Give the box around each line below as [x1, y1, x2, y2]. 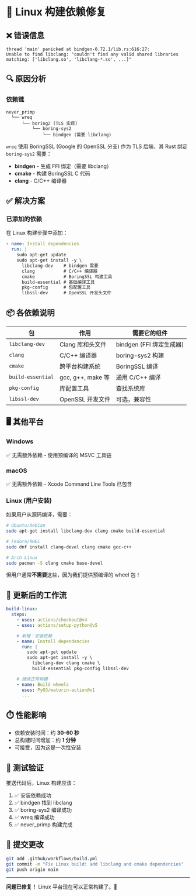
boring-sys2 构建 [116, 351, 164, 359]
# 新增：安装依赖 [16, 633, 52, 638]
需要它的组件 [132, 329, 168, 337]
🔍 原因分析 [6, 74, 47, 84]
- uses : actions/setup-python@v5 [16, 622, 98, 628]
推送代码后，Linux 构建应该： [6, 780, 77, 787]
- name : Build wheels [16, 681, 69, 688]
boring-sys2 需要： [6, 150, 52, 157]
